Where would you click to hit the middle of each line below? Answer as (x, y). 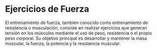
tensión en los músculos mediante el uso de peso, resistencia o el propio (78, 33)
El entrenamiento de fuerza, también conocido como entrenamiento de (77, 23)
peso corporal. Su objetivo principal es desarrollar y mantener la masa (76, 38)
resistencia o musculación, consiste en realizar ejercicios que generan (76, 27)
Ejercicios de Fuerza (47, 9)
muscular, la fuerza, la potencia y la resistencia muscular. (63, 43)
